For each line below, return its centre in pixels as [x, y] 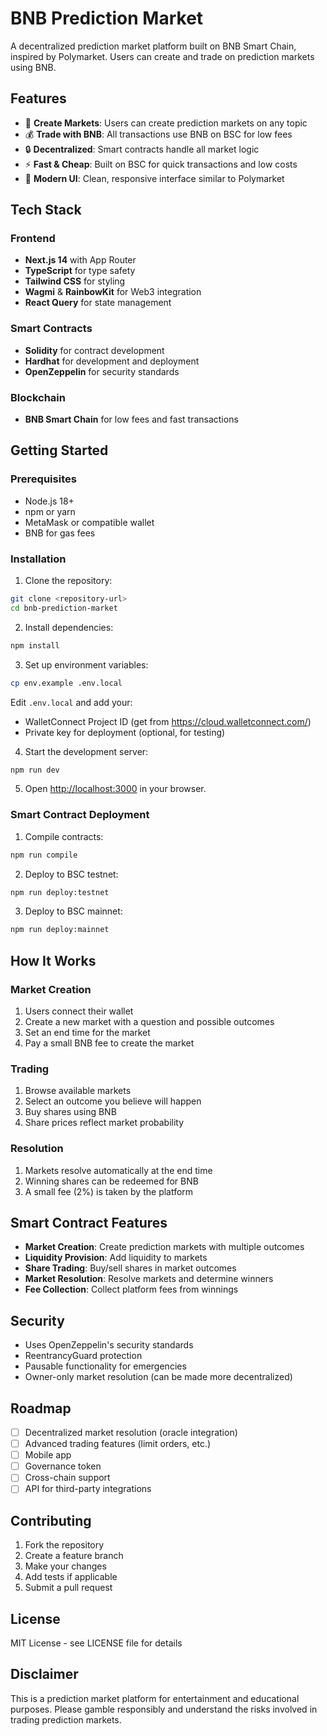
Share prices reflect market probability [104, 1123]
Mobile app [48, 1455]
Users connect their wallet [79, 1011]
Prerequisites [43, 479]
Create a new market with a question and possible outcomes [149, 1021]
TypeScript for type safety [80, 271]
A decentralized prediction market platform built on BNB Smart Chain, [153, 46]
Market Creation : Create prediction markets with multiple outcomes [164, 1247]
